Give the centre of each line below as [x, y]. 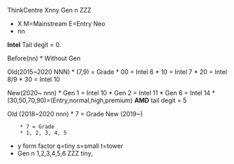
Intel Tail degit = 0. [34, 45]
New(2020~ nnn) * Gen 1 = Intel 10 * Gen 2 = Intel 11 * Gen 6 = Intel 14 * [111, 93]
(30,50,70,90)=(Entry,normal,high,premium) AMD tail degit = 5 [97, 100]
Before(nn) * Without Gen [44, 58]
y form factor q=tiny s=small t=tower [70, 146]
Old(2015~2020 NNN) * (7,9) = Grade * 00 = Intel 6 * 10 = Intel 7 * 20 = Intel [117, 72]
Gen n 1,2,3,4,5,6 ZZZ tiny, [55, 153]
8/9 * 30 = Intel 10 [34, 79]
